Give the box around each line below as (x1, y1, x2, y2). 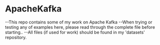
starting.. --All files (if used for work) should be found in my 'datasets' (5, 29, 145, 35)
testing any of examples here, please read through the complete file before (5, 24, 155, 30)
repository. (5, 34, 27, 40)
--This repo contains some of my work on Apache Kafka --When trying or (5, 19, 152, 25)
